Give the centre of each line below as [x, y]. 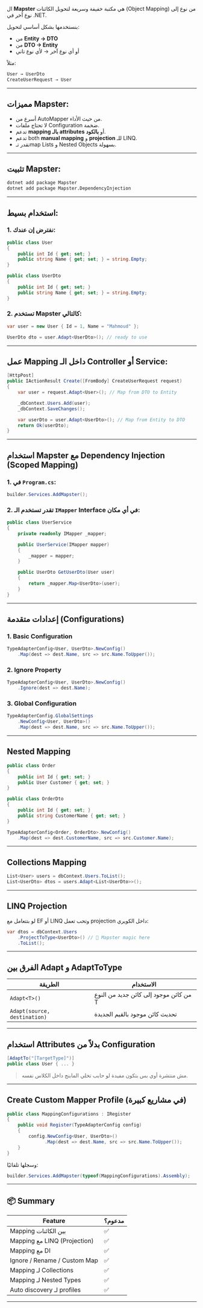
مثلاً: [12, 63]
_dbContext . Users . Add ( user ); [54, 403]
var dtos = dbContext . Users [42, 932]
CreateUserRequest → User [39, 80]
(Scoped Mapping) [43, 465]
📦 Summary [31, 1201]
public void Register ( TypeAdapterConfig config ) [80, 1125]
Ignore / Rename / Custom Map [54, 1260]
